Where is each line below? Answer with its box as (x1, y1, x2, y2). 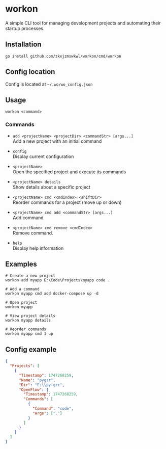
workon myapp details (5, 318, 51, 323)
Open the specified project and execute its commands (12, 169, 126, 175)
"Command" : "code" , (32, 406, 74, 411)
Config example (5, 345, 57, 354)
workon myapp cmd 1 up (5, 331, 53, 336)
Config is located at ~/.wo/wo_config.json (5, 81, 93, 87)
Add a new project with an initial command (12, 138, 102, 144)
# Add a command (5, 286, 40, 292)
